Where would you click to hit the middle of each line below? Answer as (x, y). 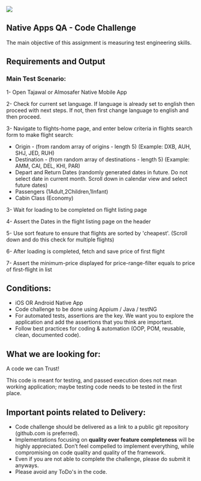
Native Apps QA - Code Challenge (71, 28)
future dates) (31, 185)
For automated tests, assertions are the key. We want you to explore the (104, 316)
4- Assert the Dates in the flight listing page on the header (78, 221)
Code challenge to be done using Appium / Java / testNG (86, 309)
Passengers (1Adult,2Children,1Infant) (62, 191)
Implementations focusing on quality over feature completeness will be (105, 439)
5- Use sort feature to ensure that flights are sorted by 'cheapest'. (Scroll (97, 233)
